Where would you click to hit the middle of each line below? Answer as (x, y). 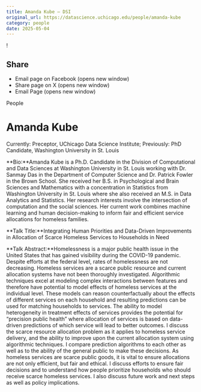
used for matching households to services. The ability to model (84, 306)
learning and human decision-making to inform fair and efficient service (95, 213)
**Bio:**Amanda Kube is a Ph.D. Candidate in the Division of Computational (101, 162)
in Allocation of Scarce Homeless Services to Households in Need (88, 237)
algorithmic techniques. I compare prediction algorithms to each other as (96, 344)
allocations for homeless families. (47, 219)
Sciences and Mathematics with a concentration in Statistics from (87, 187)
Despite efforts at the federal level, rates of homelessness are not (87, 262)
